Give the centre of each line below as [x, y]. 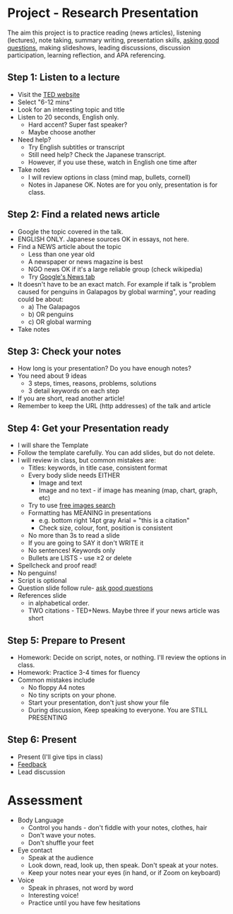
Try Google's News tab [61, 277]
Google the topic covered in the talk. [70, 231]
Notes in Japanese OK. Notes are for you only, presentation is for [123, 185]
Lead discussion [41, 772]
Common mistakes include [56, 680]
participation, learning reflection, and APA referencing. [86, 55]
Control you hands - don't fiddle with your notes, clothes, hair [118, 827]
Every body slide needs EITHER [74, 475]
